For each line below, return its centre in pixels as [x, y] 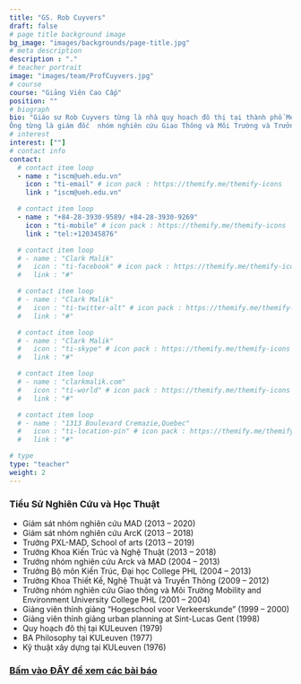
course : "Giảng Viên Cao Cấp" [66, 92]
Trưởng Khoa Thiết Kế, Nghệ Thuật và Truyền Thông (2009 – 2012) [146, 580]
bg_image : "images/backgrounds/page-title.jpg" [100, 43]
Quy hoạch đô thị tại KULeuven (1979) [92, 628]
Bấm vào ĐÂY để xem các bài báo [84, 671]
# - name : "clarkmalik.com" [72, 382]
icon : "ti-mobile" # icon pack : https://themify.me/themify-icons [156, 225]
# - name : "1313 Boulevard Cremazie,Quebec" [104, 423]
